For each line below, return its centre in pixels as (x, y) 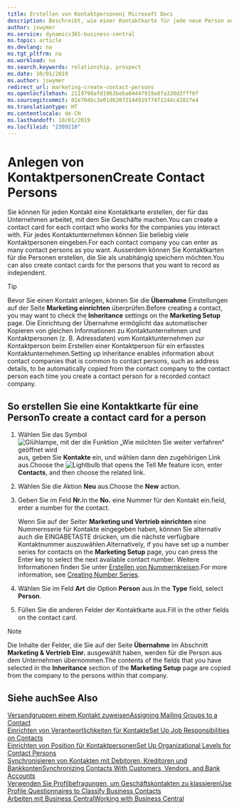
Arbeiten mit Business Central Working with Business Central (96, 799)
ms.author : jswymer (36, 80)
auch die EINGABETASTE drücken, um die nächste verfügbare (108, 537)
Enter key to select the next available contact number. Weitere (108, 560)
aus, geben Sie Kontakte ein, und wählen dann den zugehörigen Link (119, 457)
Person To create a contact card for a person (107, 417)
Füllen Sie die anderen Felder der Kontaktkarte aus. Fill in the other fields (123, 610)
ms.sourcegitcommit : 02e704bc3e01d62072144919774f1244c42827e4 (103, 101)
